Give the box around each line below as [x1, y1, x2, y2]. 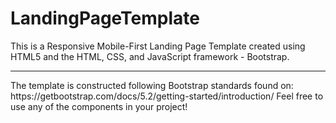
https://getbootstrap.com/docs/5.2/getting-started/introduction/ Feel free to [10, 90, 324, 102]
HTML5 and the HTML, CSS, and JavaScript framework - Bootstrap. [10, 50, 290, 62]
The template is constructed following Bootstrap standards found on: [10, 79, 294, 91]
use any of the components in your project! [10, 100, 188, 112]
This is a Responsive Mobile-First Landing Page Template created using [10, 40, 306, 52]
